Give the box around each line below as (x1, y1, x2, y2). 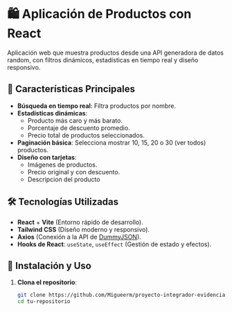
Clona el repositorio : (17, 278, 78, 286)
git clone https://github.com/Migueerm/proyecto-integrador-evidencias (17, 292, 229, 299)
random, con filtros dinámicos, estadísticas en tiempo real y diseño (7, 55, 199, 64)
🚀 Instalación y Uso (7, 259, 91, 271)
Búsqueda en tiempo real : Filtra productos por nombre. (17, 102, 177, 110)
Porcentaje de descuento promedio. (27, 123, 130, 132)
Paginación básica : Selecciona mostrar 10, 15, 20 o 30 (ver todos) (17, 138, 206, 147)
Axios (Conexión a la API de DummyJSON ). (17, 232, 142, 241)
